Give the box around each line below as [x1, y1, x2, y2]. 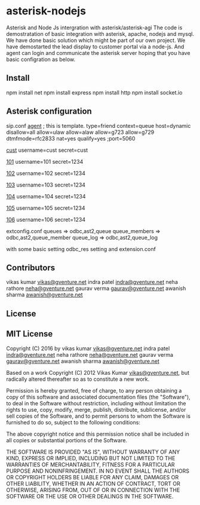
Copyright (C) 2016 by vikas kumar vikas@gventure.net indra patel [6, 345, 170, 352]
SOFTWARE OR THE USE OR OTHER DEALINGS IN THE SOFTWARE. [6, 492, 174, 500]
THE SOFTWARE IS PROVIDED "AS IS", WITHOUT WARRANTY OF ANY [6, 448, 180, 455]
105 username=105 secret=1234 [6, 204, 85, 212]
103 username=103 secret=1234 [6, 181, 85, 188]
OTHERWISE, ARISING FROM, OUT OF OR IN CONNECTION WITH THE [6, 486, 180, 494]
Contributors [6, 262, 56, 273]
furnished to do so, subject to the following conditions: [6, 418, 140, 426]
